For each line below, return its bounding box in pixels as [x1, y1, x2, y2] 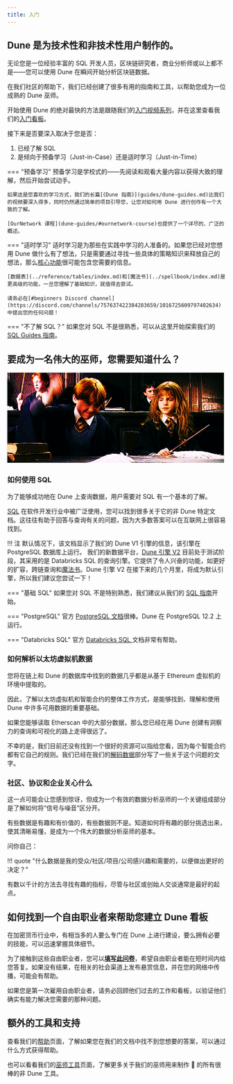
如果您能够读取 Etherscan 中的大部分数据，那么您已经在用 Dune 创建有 [7, 718, 210, 727]
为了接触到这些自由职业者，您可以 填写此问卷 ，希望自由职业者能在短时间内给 [7, 954, 226, 963]
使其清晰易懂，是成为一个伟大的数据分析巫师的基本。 [7, 827, 159, 836]
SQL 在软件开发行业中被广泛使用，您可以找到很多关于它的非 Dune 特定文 [7, 507, 216, 515]
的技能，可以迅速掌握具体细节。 [7, 939, 98, 947]
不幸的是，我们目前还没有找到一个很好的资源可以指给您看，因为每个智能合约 [7, 741, 226, 750]
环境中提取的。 [7, 680, 50, 688]
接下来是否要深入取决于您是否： [7, 129, 98, 138]
